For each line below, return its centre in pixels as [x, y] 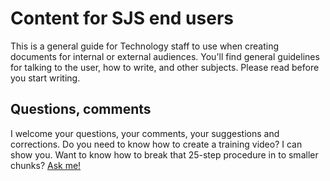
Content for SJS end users [122, 18]
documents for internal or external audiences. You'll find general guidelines [165, 56]
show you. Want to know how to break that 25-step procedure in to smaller [164, 154]
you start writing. [45, 78]
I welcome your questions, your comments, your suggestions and [145, 133]
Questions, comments [81, 109]
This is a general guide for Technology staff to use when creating [145, 46]
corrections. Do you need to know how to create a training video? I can [156, 144]
